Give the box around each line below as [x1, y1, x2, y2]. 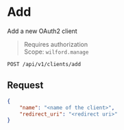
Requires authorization [23, 40, 88, 48]
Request [7, 80, 44, 91]
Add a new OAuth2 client [7, 27, 77, 35]
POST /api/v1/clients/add [7, 61, 81, 67]
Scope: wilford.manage [23, 47, 89, 56]
